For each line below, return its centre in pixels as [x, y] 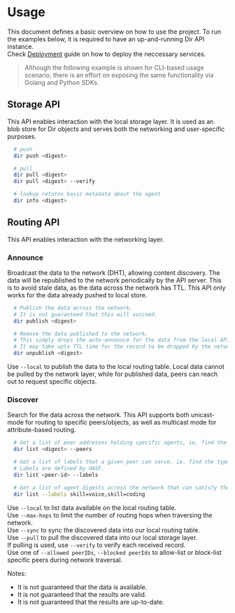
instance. [21, 46]
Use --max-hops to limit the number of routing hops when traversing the [110, 515]
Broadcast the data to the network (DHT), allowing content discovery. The [114, 272]
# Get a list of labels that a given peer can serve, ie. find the [114, 462]
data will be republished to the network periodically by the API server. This [114, 280]
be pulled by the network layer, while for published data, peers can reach [113, 374]
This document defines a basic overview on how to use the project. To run [114, 32]
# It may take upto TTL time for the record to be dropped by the [112, 347]
